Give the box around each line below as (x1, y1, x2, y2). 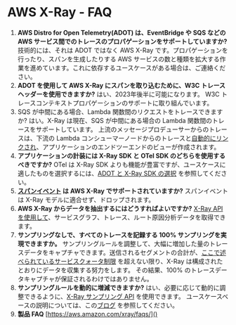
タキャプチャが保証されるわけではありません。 (17, 274, 153, 283)
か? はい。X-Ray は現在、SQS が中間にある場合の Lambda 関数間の (17, 116, 213, 125)
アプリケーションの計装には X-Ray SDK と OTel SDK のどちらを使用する (17, 151, 226, 160)
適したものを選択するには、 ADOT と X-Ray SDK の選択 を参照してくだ (17, 169, 221, 177)
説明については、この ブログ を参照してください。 (36, 300, 179, 310)
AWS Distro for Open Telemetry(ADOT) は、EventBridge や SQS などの (17, 28, 226, 37)
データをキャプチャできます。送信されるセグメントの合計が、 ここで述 (23, 248, 226, 257)
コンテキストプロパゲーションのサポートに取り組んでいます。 (36, 98, 214, 107)
